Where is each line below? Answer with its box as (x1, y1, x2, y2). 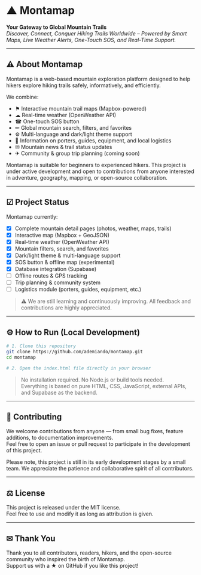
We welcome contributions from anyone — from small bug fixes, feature (6, 428, 184, 435)
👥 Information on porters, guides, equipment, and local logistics (14, 136, 172, 144)
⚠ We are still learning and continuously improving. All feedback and (20, 298, 191, 305)
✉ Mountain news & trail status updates (14, 143, 112, 150)
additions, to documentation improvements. (6, 434, 114, 442)
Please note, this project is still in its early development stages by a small (6, 458, 186, 466)
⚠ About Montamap (6, 59, 83, 70)
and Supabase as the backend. (20, 389, 98, 396)
